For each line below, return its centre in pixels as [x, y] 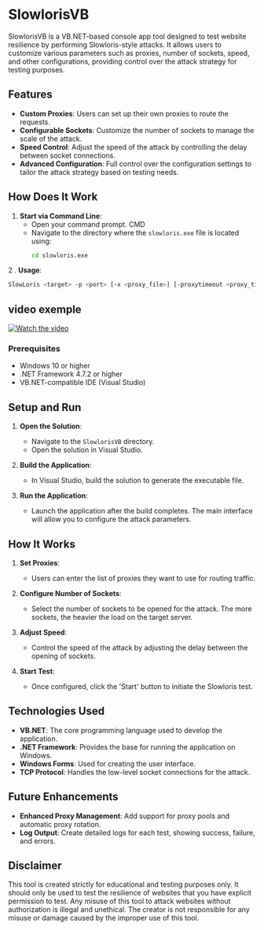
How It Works [42, 544]
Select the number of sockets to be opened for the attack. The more [141, 609]
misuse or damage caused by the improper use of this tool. [104, 918]
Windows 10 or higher [55, 366]
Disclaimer [35, 866]
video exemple [45, 309]
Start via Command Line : [60, 216]
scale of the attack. [51, 139]
